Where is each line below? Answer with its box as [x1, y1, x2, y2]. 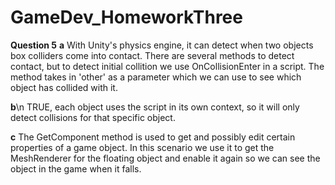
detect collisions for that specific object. [10, 111, 176, 123]
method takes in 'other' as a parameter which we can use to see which [10, 71, 302, 83]
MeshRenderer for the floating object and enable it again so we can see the [10, 152, 321, 164]
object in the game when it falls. [10, 162, 142, 175]
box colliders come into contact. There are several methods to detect [10, 49, 295, 61]
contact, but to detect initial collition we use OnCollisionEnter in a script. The [10, 60, 325, 72]
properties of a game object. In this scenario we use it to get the [10, 141, 275, 153]
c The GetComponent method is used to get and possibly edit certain [10, 131, 296, 143]
